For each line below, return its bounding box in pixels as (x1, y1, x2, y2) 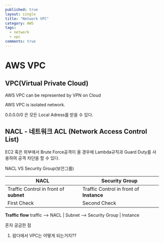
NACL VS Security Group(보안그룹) (5, 165, 74, 171)
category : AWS (5, 20, 34, 26)
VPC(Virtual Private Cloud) (5, 79, 89, 88)
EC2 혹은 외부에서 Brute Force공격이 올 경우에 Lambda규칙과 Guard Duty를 (5, 149, 151, 155)
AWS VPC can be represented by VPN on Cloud (5, 92, 101, 98)
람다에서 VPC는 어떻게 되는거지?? (12, 232, 77, 238)
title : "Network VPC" (5, 16, 49, 21)
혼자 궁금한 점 (5, 222, 32, 228)
